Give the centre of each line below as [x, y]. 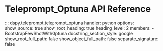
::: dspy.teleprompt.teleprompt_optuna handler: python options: [70, 23]
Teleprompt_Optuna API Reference [78, 9]
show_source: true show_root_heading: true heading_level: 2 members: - [80, 28]
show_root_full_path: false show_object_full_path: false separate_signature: [82, 39]
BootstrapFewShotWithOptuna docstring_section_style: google [69, 33]
